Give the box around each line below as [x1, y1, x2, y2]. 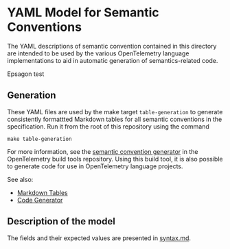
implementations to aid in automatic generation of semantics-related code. [7, 56, 218, 64]
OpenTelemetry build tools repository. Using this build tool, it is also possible [7, 155, 223, 163]
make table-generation [7, 135, 72, 142]
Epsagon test [7, 70, 45, 78]
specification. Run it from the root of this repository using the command [7, 122, 209, 131]
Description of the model [7, 215, 115, 227]
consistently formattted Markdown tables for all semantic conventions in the [7, 115, 222, 123]
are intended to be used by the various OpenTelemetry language [7, 49, 189, 57]
